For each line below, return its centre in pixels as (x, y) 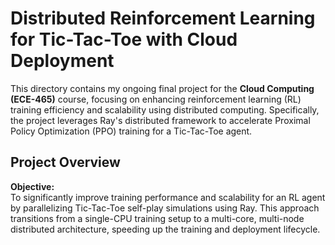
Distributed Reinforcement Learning (163, 18)
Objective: (32, 186)
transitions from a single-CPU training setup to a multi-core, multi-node (157, 218)
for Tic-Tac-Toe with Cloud (124, 39)
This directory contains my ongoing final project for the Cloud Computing (162, 88)
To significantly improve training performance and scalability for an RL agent (168, 197)
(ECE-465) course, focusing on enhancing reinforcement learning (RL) (156, 99)
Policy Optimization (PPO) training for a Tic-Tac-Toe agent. (131, 131)
